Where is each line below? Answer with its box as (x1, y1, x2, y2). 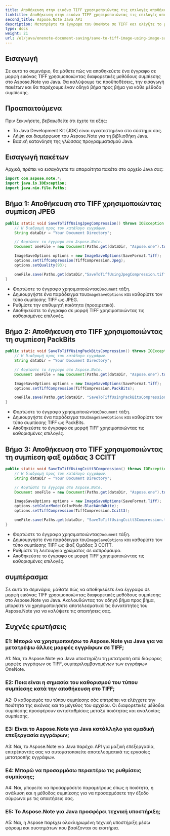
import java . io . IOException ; (5, 181, 67, 186)
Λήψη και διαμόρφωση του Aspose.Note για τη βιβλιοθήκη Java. (12, 133, 148, 139)
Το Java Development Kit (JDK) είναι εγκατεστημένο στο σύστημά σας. (12, 127, 163, 133)
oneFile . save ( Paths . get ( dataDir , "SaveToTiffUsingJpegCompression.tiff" (14, 272, 168, 277)
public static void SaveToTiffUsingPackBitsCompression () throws (5, 349, 146, 354)
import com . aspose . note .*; (5, 176, 62, 181)
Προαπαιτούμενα (5, 104, 62, 113)
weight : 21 (5, 31, 28, 36)
